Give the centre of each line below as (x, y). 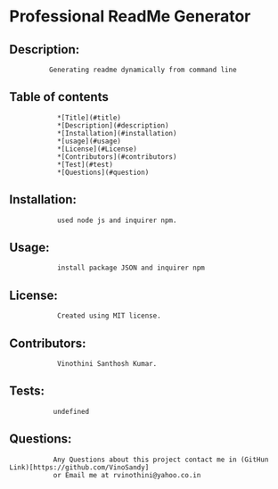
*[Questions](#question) (103, 172)
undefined (71, 411)
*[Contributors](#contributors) (117, 157)
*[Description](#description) (113, 125)
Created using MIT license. (109, 316)
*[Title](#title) (89, 118)
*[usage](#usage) (89, 141)
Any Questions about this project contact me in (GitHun (161, 460)
